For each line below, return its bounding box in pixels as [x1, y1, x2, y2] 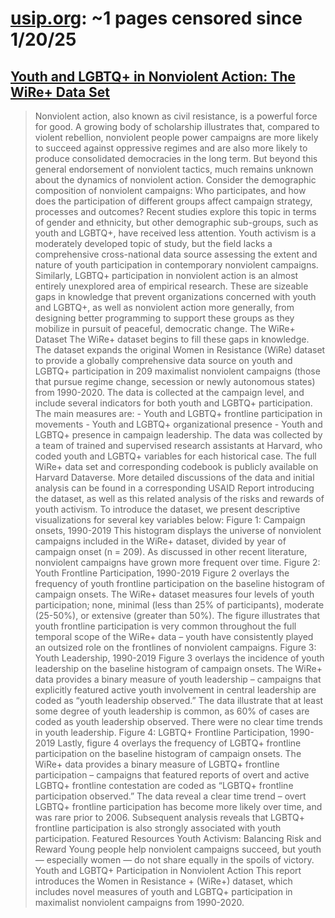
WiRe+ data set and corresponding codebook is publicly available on [34, 461, 319, 472]
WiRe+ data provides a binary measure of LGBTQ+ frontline [34, 758, 280, 770]
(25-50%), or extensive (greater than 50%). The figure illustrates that [34, 610, 321, 621]
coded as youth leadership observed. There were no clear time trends [34, 716, 323, 727]
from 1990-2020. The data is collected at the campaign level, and [34, 387, 305, 398]
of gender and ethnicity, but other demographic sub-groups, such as [34, 217, 319, 228]
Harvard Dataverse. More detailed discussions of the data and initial [34, 472, 315, 483]
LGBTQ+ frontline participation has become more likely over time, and [34, 801, 323, 812]
